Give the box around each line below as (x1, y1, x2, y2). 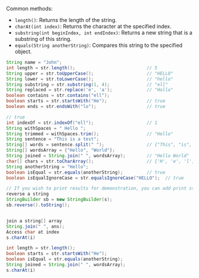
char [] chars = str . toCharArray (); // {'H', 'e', (6, 158, 182, 164)
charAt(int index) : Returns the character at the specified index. (14, 23, 172, 30)
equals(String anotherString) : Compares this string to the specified (14, 41, 182, 49)
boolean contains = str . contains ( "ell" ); (6, 92, 110, 98)
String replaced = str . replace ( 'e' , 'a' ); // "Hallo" (6, 87, 174, 93)
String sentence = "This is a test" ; (6, 136, 99, 142)
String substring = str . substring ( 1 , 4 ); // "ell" (6, 81, 168, 88)
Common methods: (6, 5, 53, 12)
